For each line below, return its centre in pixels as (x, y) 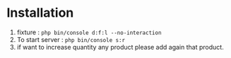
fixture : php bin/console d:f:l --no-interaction (89, 32)
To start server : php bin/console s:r (71, 39)
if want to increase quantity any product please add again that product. (120, 47)
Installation (40, 13)
